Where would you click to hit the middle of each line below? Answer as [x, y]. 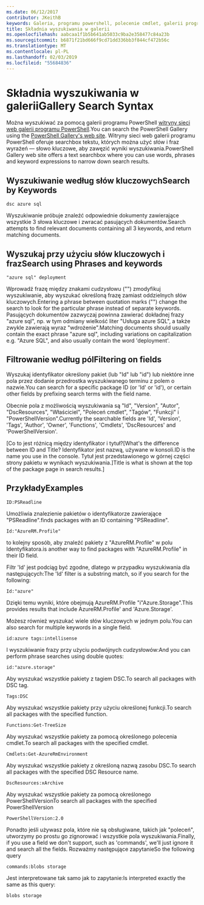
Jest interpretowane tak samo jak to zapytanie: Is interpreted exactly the [96, 878]
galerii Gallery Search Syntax [80, 106]
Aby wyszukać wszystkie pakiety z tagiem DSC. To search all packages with [101, 679]
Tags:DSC [17, 696]
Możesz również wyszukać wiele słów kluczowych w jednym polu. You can [99, 621]
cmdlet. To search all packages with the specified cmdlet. [77, 743]
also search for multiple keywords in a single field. [69, 627]
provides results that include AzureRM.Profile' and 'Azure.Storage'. [90, 609]
